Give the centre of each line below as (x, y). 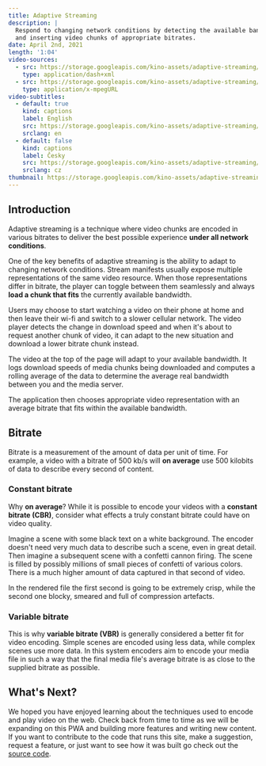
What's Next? (43, 693)
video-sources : (33, 60)
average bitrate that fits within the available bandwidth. (98, 408)
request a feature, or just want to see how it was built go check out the (123, 745)
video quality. (30, 523)
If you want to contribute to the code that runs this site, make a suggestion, (131, 737)
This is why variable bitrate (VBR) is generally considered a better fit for (126, 634)
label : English (47, 119)
